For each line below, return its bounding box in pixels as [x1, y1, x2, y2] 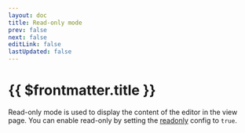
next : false [8, 33, 47, 41]
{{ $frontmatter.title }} [8, 81, 156, 99]
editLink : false [8, 41, 61, 49]
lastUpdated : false [8, 48, 72, 56]
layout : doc [8, 11, 47, 20]
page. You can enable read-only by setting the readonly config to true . [8, 115, 237, 125]
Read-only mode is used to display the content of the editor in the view [8, 107, 238, 117]
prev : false [8, 26, 47, 34]
